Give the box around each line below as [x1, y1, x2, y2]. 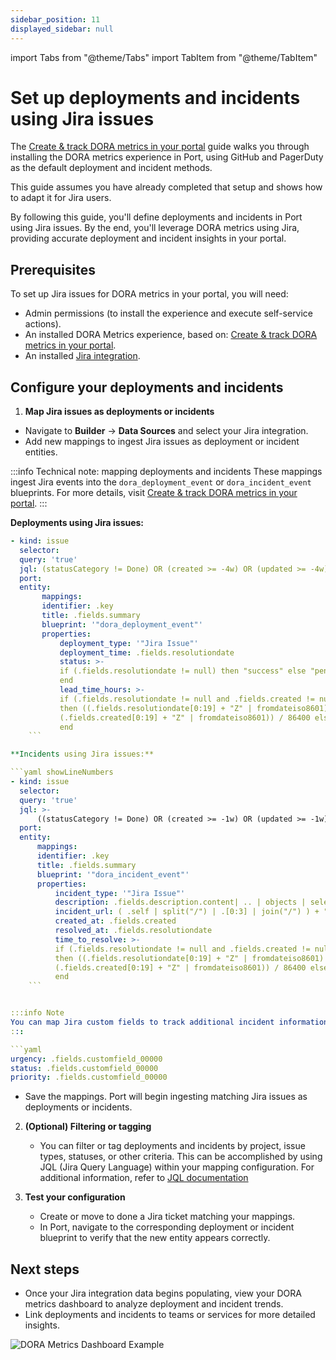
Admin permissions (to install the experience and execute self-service [24, 307, 314, 320]
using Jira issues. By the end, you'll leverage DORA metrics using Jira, [10, 222, 300, 234]
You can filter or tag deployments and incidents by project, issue [39, 1140, 306, 1152]
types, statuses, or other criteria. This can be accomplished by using [39, 1151, 323, 1163]
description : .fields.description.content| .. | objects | [54, 897, 307, 908]
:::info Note [10, 1008, 65, 1018]
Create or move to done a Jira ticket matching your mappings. [39, 1211, 296, 1223]
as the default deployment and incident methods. [10, 162, 213, 174]
